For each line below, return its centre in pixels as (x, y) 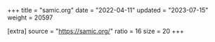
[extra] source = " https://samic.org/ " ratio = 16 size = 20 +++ (96, 31)
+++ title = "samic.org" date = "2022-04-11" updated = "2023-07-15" (108, 10)
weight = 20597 (30, 17)
